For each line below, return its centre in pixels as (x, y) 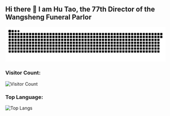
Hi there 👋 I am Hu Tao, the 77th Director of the (80, 9)
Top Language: (24, 97)
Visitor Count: (23, 73)
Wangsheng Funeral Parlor (48, 17)
